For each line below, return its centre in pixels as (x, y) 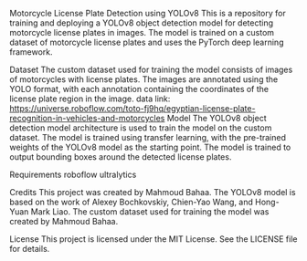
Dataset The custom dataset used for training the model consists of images (151, 69)
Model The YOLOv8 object (217, 118)
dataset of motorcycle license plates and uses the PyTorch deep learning (147, 42)
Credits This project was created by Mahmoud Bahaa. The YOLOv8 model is (153, 192)
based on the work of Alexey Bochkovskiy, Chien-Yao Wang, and (132, 202)
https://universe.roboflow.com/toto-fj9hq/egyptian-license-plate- (132, 108)
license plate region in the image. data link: (90, 99)
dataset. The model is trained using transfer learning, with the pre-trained (148, 137)
